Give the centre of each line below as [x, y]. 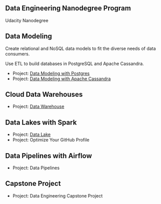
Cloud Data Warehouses [44, 94]
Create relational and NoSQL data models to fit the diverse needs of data [80, 48]
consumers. [18, 54]
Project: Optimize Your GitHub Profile [51, 140]
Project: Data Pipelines [36, 168]
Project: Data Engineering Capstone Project [58, 195]
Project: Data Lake [32, 134]
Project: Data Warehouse [38, 107]
